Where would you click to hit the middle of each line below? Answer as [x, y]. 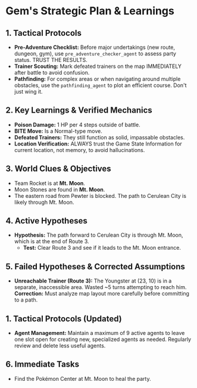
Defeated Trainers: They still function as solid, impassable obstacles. [99, 137]
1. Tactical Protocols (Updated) [64, 319]
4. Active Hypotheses [46, 221]
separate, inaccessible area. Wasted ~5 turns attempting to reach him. [100, 287]
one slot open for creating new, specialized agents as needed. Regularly [103, 339]
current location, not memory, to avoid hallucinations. [79, 150]
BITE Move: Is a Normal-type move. [58, 131]
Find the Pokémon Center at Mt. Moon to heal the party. [82, 378]
